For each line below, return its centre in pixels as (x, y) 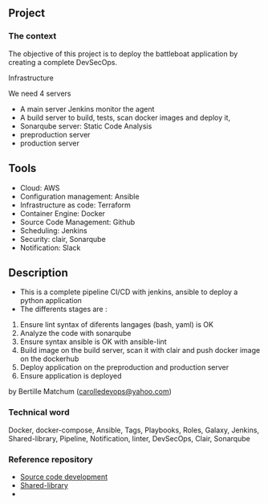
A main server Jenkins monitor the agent (87, 109)
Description (38, 272)
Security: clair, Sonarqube (63, 239)
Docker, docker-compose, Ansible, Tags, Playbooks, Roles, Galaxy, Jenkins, (134, 430)
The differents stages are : (63, 309)
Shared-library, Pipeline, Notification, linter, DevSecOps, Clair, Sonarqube (129, 438)
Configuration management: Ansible (79, 196)
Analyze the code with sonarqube (75, 334)
